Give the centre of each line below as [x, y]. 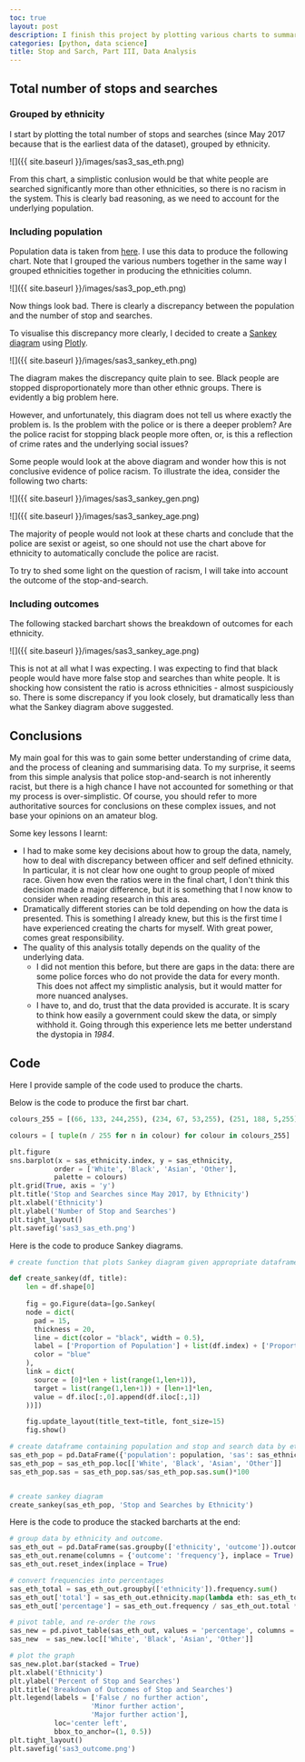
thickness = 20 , [64, 1329]
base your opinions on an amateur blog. [84, 816]
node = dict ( [50, 1312]
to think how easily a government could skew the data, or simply [156, 1016]
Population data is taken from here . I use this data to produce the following [149, 252]
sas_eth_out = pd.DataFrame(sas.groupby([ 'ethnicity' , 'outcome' [135, 1547]
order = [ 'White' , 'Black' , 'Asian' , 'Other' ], [146, 1169]
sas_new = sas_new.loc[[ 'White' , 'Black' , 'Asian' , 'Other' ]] [132, 1639]
